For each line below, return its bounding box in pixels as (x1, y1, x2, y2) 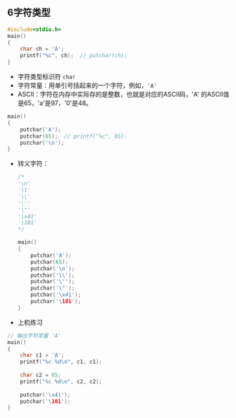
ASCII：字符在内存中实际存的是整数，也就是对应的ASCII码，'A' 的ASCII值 (17, 90, 230, 99)
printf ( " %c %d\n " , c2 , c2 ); (20, 378, 102, 385)
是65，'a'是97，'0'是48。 (17, 99, 93, 107)
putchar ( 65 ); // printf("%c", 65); (20, 133, 128, 140)
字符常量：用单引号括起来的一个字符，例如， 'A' (17, 81, 157, 90)
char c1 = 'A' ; (20, 352, 65, 359)
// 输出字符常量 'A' (7, 332, 61, 339)
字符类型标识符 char (17, 73, 76, 81)
